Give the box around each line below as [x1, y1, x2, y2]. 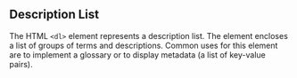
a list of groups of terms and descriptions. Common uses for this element [9, 40, 278, 51]
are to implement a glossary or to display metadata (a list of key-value [9, 49, 266, 60]
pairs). [9, 58, 33, 69]
